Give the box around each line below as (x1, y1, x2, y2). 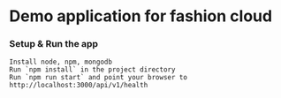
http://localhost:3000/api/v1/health (9, 81, 148, 90)
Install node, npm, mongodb (9, 57, 113, 67)
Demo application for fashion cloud (9, 6, 272, 26)
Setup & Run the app (9, 38, 99, 50)
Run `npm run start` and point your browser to (9, 73, 188, 82)
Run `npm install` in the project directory (9, 65, 176, 74)
